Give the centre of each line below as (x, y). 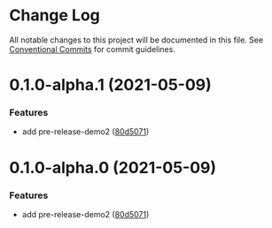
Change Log (54, 15)
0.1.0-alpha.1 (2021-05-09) (111, 85)
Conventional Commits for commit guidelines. (92, 49)
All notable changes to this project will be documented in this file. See (136, 40)
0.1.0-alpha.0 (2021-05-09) (113, 167)
